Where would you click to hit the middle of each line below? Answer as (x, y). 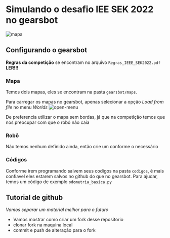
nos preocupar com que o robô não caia (48, 122)
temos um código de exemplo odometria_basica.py (59, 182)
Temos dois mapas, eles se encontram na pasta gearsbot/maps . (71, 92)
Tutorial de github (34, 198)
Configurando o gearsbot (47, 50)
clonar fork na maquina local (43, 225)
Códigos (16, 160)
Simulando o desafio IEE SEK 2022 (80, 9)
